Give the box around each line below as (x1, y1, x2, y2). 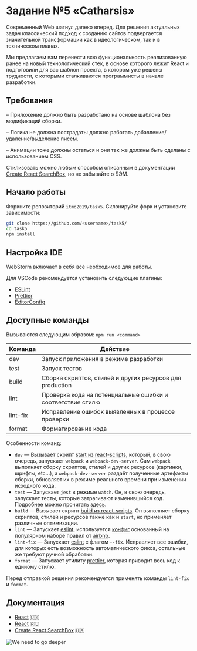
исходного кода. (14, 482, 56, 489)
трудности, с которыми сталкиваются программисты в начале (6, 72, 164, 79)
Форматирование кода (41, 424, 107, 433)
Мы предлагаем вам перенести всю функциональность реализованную (6, 53, 188, 60)
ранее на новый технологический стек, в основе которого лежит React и (6, 60, 189, 67)
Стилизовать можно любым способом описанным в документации (6, 164, 175, 171)
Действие (100, 345, 130, 353)
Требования (6, 96, 53, 106)
